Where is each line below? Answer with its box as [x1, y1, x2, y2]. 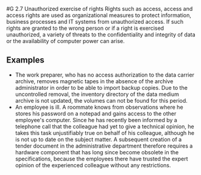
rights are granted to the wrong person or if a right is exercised [6, 24, 164, 32]
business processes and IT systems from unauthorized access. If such [6, 18, 184, 25]
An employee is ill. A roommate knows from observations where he [15, 103, 184, 111]
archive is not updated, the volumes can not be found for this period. [15, 97, 188, 104]
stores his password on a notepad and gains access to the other [15, 109, 177, 117]
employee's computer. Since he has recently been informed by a [15, 116, 178, 123]
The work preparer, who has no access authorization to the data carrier [15, 71, 195, 78]
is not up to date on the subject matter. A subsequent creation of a [15, 136, 182, 143]
